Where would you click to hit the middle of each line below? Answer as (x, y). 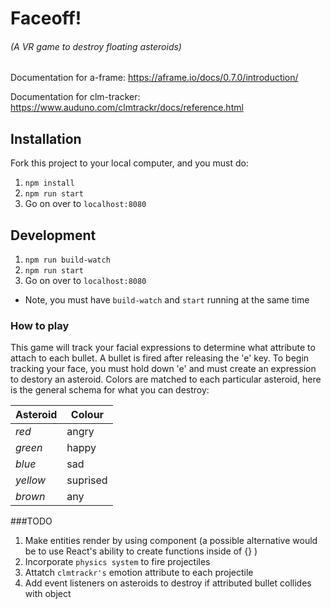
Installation (46, 138)
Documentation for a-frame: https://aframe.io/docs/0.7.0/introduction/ (154, 78)
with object (48, 594)
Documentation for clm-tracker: (75, 97)
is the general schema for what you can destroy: (110, 390)
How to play (40, 325)
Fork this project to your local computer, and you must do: (130, 163)
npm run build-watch (67, 260)
